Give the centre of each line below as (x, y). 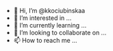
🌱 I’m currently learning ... (50, 25)
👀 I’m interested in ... (42, 18)
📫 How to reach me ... (45, 40)
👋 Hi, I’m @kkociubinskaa (49, 11)
